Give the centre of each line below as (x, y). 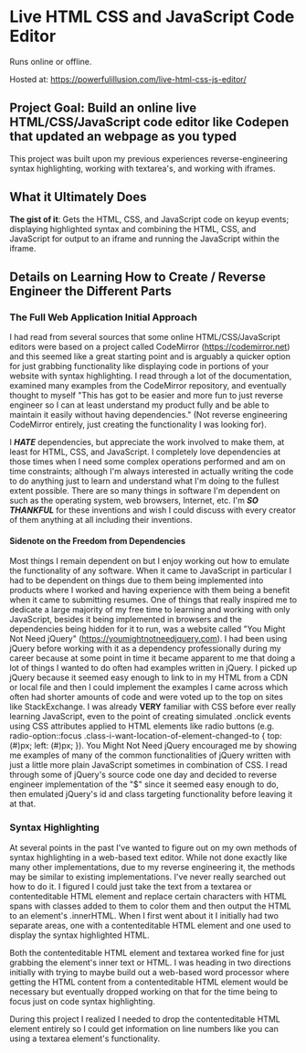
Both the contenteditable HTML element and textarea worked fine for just (147, 952)
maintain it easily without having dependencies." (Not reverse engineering (148, 415)
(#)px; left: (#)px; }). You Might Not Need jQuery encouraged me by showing (153, 746)
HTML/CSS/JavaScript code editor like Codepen (149, 122)
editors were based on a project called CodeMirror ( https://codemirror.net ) (150, 347)
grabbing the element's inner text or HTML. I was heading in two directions (150, 963)
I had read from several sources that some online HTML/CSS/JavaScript (145, 337)
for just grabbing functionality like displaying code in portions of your (139, 367)
